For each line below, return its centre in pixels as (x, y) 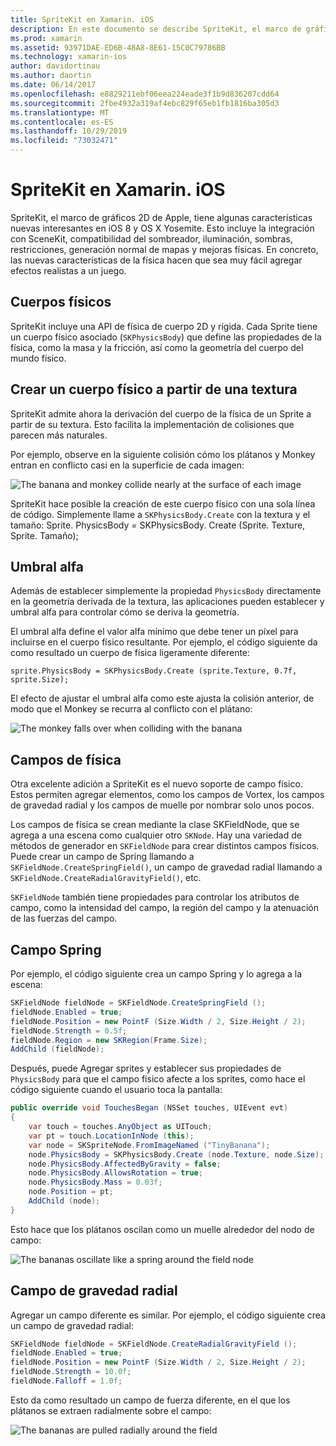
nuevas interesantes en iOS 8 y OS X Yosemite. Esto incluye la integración (162, 228)
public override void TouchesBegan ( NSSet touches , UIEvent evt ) (149, 1108)
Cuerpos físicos (61, 302)
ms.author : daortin (51, 76)
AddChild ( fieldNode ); (57, 1049)
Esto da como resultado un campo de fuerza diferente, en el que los (150, 1400)
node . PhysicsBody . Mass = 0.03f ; (95, 1182)
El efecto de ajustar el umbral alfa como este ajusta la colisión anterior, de (162, 698)
